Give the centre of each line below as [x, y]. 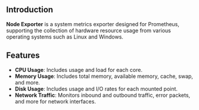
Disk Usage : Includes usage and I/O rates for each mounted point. [96, 89]
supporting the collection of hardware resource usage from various [88, 30]
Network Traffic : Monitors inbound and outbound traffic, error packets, [102, 95]
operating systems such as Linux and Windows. [65, 37]
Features [23, 56]
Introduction [30, 10]
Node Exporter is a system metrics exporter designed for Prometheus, [93, 24]
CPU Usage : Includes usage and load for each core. [79, 70]
